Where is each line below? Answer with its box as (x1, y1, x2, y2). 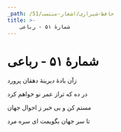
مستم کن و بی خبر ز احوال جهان (7, 103, 92, 112)
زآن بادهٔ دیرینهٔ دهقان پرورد (7, 76, 77, 85)
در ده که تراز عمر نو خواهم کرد (7, 90, 87, 98)
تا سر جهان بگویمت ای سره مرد (7, 117, 90, 126)
